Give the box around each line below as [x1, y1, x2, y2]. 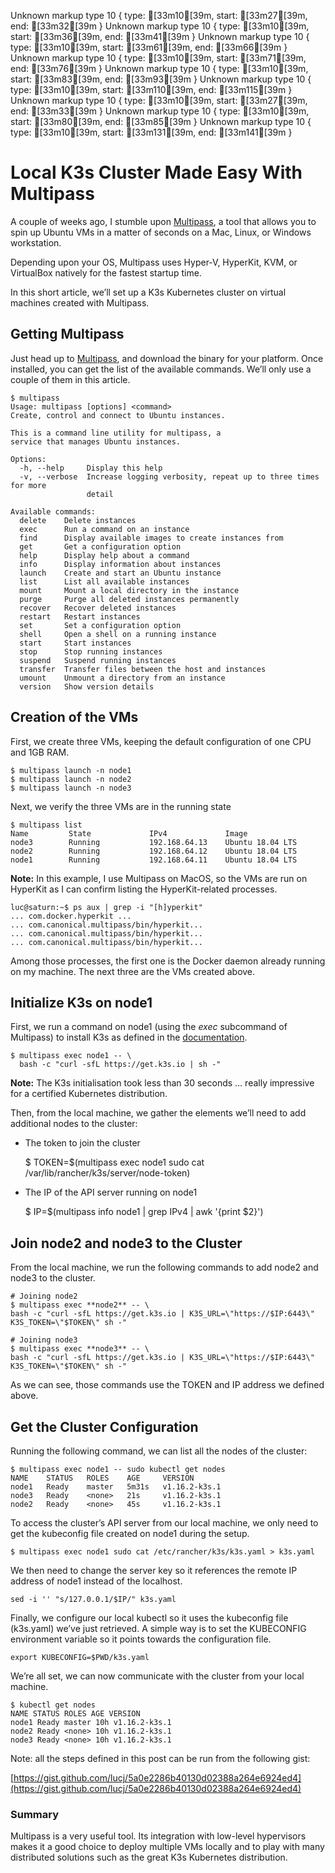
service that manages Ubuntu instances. [10, 436, 182, 447]
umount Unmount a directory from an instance [19, 673, 226, 683]
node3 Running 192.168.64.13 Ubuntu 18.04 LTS [10, 837, 298, 847]
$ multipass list [10, 820, 83, 830]
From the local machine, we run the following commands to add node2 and [10, 1261, 319, 1274]
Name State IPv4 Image [10, 828, 248, 839]
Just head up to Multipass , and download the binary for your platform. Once [10, 352, 324, 364]
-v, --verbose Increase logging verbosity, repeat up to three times [19, 471, 320, 482]
